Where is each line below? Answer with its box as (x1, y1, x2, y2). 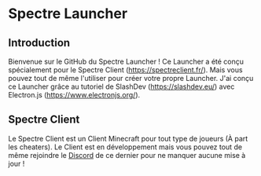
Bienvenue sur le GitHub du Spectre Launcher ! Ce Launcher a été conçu (8, 57, 244, 66)
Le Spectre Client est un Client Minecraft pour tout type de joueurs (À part (8, 134, 248, 143)
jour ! (8, 159, 25, 168)
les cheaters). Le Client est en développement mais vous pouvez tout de (8, 142, 242, 152)
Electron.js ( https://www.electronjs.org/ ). (8, 90, 141, 99)
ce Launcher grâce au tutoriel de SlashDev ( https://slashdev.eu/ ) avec (8, 82, 235, 91)
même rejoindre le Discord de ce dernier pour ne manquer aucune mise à (8, 150, 246, 159)
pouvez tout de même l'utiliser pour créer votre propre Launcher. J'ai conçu (8, 74, 254, 82)
